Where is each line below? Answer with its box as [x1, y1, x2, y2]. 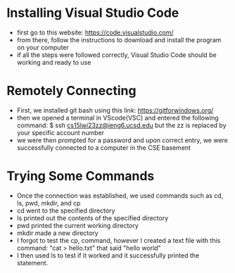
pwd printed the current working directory [16, 221, 139, 229]
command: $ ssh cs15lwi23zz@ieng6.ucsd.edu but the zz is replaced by [16, 121, 227, 129]
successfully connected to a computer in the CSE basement [16, 143, 191, 152]
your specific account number [16, 128, 105, 136]
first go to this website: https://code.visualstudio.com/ [16, 28, 174, 37]
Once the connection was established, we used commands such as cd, [16, 191, 224, 200]
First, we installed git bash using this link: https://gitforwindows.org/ [16, 106, 214, 114]
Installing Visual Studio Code [6, 5, 179, 21]
